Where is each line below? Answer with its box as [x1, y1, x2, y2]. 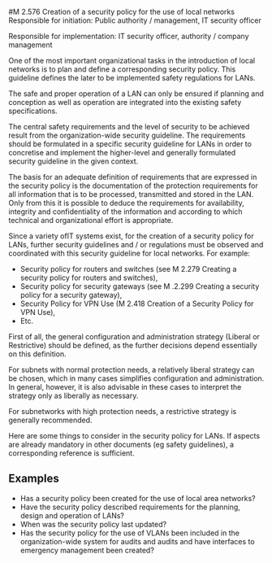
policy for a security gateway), [19, 290, 123, 299]
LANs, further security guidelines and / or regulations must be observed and [8, 240, 264, 249]
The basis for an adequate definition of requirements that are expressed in [8, 172, 257, 181]
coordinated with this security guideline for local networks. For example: [8, 248, 250, 258]
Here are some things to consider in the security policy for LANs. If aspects [8, 431, 261, 440]
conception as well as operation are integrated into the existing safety [8, 98, 242, 107]
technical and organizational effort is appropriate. [8, 216, 174, 225]
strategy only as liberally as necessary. [8, 391, 139, 400]
